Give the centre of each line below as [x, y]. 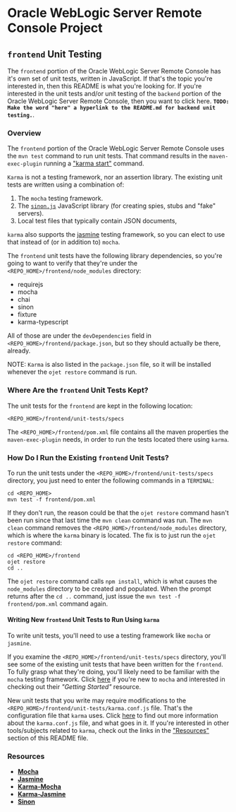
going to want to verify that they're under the [73, 264]
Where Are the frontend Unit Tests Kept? [78, 390]
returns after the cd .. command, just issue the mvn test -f [94, 596]
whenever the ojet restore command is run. [72, 372]
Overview [24, 133]
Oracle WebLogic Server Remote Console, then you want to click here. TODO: [118, 101]
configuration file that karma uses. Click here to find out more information [113, 716]
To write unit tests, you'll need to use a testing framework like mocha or [109, 636]
